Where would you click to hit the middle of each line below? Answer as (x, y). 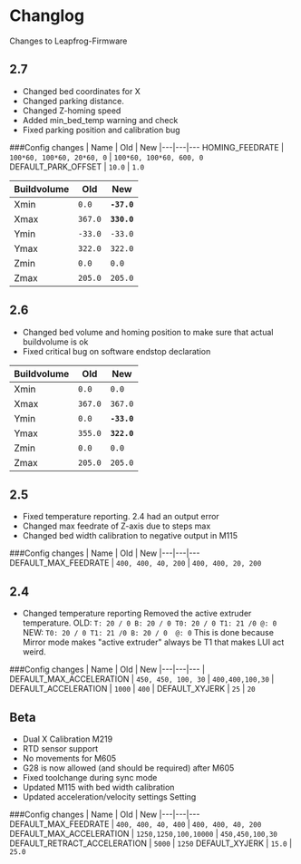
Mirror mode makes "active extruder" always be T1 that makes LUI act (153, 642)
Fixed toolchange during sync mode (90, 777)
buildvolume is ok (55, 342)
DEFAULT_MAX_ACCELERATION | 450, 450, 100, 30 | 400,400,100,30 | (142, 679)
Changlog (47, 16)
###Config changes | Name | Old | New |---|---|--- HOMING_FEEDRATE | (147, 147)
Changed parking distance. (73, 101)
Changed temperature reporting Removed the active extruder (137, 614)
